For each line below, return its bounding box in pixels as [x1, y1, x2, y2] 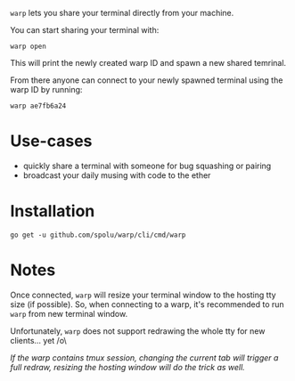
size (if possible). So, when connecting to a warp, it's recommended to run [10, 298, 284, 310]
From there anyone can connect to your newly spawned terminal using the [10, 75, 283, 85]
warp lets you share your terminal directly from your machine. [10, 8, 234, 18]
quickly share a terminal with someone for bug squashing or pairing [22, 160, 272, 171]
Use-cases [10, 131, 93, 151]
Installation [10, 201, 95, 222]
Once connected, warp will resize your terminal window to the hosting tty [10, 289, 276, 300]
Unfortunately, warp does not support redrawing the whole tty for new [10, 325, 266, 336]
